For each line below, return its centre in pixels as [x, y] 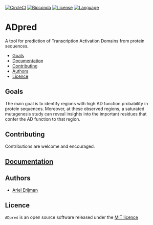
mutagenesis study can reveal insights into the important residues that [76, 114]
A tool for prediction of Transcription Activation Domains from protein [75, 41]
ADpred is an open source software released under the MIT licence [72, 217]
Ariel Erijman [25, 190]
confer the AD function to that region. [43, 119]
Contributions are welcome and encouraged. [50, 146]
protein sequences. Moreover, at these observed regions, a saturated [75, 109]
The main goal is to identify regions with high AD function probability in [76, 103]
